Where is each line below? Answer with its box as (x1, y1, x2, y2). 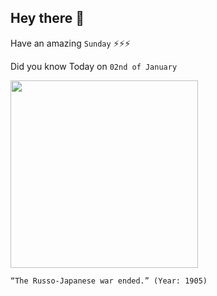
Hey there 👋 (10, 10, 85, 27)
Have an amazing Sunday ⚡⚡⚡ (10, 37, 131, 49)
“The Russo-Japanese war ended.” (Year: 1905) (10, 276, 208, 286)
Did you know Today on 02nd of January (10, 60, 178, 72)
